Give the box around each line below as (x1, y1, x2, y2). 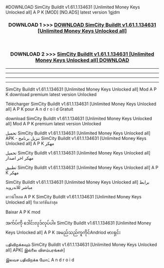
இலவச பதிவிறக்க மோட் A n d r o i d (5, 257, 74, 263)
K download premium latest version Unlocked (5, 91, 97, 97)
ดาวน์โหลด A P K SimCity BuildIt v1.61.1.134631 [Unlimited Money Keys (5, 193, 142, 199)
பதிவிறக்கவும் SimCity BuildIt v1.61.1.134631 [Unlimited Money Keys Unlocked (5, 241, 157, 248)
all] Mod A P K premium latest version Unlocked (5, 120, 101, 126)
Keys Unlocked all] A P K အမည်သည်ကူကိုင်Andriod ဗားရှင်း (5, 229, 121, 235)
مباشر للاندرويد (5, 184, 33, 190)
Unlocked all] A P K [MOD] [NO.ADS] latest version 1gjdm (5, 9, 120, 15)
